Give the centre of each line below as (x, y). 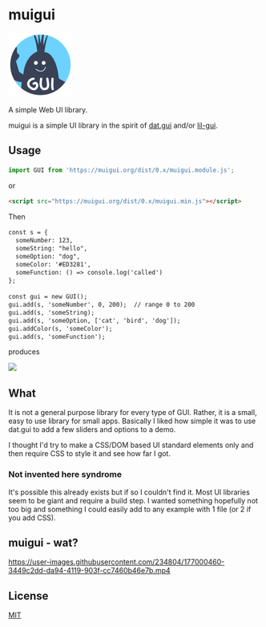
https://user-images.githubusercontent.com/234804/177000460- (117, 562)
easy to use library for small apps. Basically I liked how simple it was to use (132, 421)
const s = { (28, 232)
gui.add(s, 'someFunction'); (57, 336)
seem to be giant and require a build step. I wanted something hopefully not (133, 500)
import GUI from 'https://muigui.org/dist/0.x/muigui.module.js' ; (121, 170)
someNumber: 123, (44, 240)
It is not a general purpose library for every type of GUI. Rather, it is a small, (133, 413)
